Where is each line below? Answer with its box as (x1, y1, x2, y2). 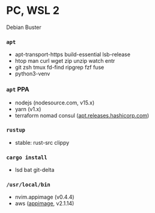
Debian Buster (6, 24, 42, 31)
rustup (6, 127, 26, 133)
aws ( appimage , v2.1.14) (14, 200, 74, 207)
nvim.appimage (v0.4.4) (14, 194, 74, 201)
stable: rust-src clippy (14, 139, 70, 146)
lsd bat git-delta (14, 167, 55, 174)
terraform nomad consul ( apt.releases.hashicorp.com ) (14, 112, 150, 119)
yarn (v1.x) (14, 105, 41, 112)
